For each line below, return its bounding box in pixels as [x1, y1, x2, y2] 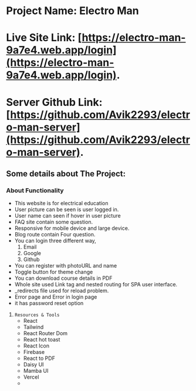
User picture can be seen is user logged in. [14, 206, 119, 213]
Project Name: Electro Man [6, 4, 139, 18]
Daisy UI [23, 361, 44, 368]
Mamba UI [23, 367, 49, 375]
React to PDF [23, 355, 56, 362]
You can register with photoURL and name [14, 262, 117, 269]
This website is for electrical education [14, 200, 109, 207]
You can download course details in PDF [14, 275, 113, 282]
